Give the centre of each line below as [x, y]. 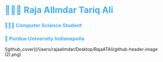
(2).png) [13, 55]
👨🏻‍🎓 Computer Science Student [43, 26]
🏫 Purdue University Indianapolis [45, 39]
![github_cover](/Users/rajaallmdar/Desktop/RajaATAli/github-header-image [81, 49]
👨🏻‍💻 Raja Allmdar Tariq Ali [59, 10]
